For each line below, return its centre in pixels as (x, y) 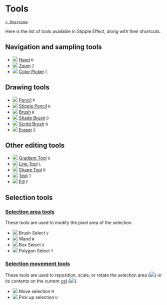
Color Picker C (33, 71)
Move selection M (36, 291)
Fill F (23, 182)
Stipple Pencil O (35, 106)
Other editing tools (35, 145)
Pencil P (27, 100)
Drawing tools (27, 87)
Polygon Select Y (36, 251)
